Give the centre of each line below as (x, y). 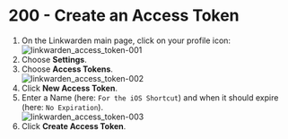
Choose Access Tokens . (67, 69)
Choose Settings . (54, 59)
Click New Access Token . (70, 88)
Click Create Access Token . (74, 126)
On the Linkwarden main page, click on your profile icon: (126, 40)
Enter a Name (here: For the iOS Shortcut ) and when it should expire (150, 97)
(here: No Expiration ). (62, 107)
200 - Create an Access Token (124, 16)
